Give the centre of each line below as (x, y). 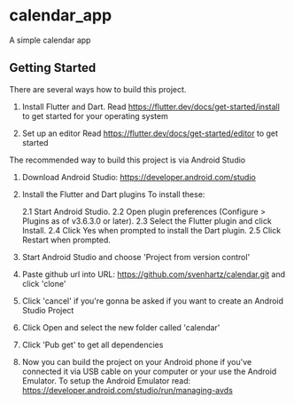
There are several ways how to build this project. (98, 89)
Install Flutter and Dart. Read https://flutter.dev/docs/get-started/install (151, 107)
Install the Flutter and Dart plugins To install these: (113, 194)
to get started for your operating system (95, 115)
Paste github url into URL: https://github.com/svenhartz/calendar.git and (154, 274)
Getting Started (53, 68)
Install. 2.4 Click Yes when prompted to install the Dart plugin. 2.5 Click (151, 230)
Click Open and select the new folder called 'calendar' (121, 327)
